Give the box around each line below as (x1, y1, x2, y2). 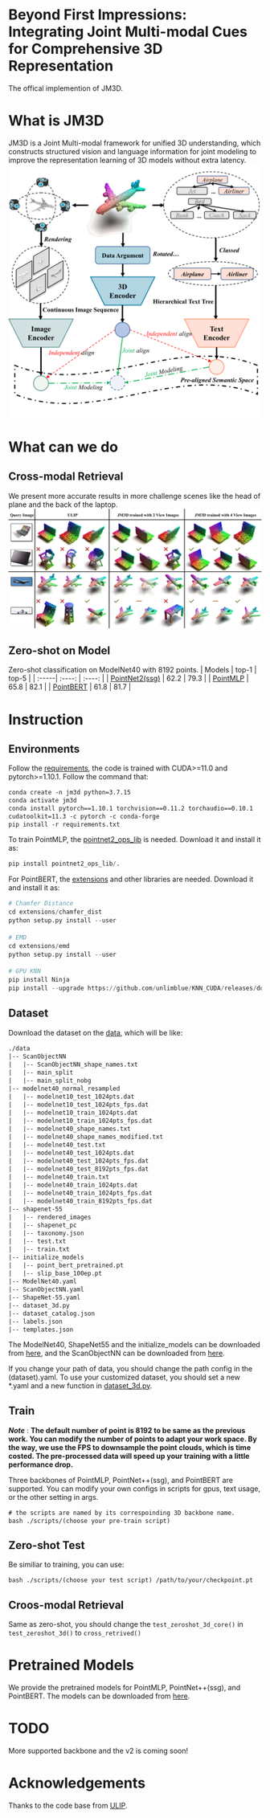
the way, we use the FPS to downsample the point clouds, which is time (8, 1442, 252, 1452)
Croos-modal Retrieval (8, 1598, 125, 1612)
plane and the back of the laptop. (8, 500, 118, 509)
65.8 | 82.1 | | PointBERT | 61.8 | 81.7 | (8, 682, 132, 692)
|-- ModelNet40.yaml (8, 1277, 78, 1285)
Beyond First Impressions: (8, 6, 187, 24)
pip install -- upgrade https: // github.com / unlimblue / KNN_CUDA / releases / (8, 984, 257, 993)
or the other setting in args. (8, 1492, 99, 1501)
